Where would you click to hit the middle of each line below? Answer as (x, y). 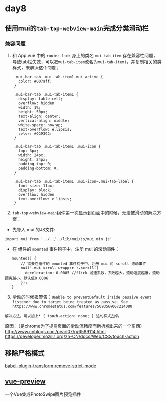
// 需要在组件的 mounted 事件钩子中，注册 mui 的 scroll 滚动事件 (83, 264)
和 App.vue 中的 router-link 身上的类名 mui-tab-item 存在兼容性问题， (85, 55)
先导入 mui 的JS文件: (34, 229)
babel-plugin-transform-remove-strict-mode (51, 366)
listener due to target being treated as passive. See (70, 302)
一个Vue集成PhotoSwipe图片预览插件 (43, 394)
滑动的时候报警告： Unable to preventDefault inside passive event (82, 297)
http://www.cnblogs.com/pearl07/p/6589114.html (55, 331)
